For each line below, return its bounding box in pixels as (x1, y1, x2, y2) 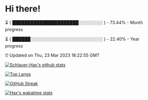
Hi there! (5, 3, 41, 14)
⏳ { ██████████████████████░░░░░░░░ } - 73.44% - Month (5, 19, 143, 25)
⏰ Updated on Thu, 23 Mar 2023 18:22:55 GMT (5, 52, 100, 58)
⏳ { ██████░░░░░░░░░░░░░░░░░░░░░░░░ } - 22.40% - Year (5, 36, 140, 42)
